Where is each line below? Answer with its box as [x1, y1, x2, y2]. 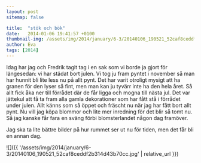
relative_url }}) [143, 150, 179, 157]
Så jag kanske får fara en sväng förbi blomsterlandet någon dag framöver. [6, 114, 188, 121]
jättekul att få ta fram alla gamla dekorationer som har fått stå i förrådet [6, 95, 181, 102]
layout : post [6, 8, 39, 15]
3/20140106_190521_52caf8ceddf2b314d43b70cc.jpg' [6, 150, 139, 157]
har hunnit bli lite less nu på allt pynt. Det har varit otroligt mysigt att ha [6, 76, 181, 84]
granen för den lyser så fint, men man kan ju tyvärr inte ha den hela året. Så [6, 82, 193, 90]
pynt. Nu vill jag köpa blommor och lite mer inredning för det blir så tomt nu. [6, 108, 193, 115]
